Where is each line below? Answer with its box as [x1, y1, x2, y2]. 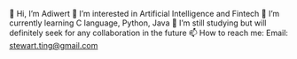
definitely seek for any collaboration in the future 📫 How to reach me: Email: [9, 27, 288, 38]
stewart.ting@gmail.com [9, 41, 98, 50]
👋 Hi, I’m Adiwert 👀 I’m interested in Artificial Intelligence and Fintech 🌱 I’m [9, 9, 280, 18]
